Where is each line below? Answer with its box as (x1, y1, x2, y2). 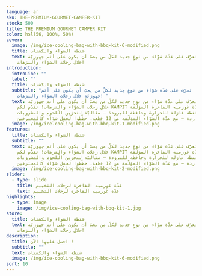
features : (6, 127, 31, 133)
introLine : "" (11, 71, 47, 77)
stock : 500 (6, 20, 34, 26)
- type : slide (11, 177, 47, 183)
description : (6, 233, 39, 239)
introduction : (6, 64, 42, 71)
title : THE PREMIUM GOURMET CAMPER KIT (6, 25, 106, 32)
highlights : (6, 193, 36, 199)
